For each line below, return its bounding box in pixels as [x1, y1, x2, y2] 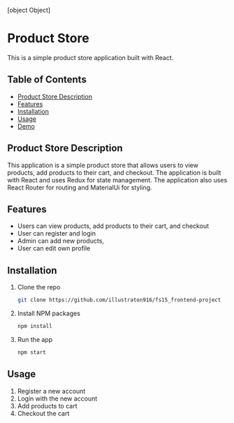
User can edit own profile [17, 244, 91, 252]
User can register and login [17, 229, 96, 238]
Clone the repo [17, 283, 61, 292]
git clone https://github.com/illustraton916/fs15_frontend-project [17, 296, 221, 303]
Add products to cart [17, 401, 78, 410]
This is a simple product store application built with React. [7, 53, 174, 62]
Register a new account [17, 387, 86, 395]
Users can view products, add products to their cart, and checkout [17, 222, 210, 230]
